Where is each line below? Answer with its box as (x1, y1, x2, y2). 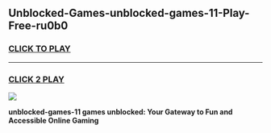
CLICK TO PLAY (8, 44, 71, 55)
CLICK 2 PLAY (8, 73, 65, 85)
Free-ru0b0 (8, 19, 69, 33)
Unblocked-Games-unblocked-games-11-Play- (8, 6, 250, 20)
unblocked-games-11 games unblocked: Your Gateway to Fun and (8, 106, 233, 116)
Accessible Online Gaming (8, 115, 99, 125)
